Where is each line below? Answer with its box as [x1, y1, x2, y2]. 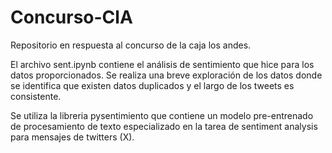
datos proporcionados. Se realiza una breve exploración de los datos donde [10, 69, 323, 81]
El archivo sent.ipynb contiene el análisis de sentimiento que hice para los [10, 58, 315, 70]
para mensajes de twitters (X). [10, 131, 135, 143]
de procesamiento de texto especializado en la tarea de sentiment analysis [10, 120, 318, 132]
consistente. [10, 90, 62, 102]
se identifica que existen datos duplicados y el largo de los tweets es [10, 79, 295, 91]
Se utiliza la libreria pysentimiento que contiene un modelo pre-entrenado [10, 109, 314, 121]
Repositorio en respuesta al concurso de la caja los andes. [10, 39, 252, 51]
